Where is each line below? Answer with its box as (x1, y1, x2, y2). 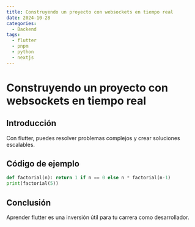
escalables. (6, 141, 35, 148)
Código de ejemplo (6, 158, 79, 169)
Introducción (6, 118, 57, 128)
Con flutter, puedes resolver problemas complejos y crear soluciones (6, 134, 180, 141)
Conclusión (6, 197, 51, 208)
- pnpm (12, 43, 29, 50)
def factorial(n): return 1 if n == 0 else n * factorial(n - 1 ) (6, 175, 171, 181)
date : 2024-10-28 (6, 15, 51, 21)
